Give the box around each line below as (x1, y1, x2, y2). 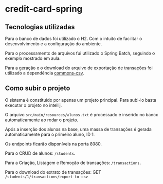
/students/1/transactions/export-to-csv (5, 174, 89, 179)
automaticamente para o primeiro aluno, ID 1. (5, 131, 95, 137)
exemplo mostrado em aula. (5, 55, 61, 61)
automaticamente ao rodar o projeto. (5, 117, 79, 123)
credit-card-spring (5, 3, 83, 15)
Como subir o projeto (5, 84, 71, 92)
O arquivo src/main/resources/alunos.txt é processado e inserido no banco (5, 111, 159, 117)
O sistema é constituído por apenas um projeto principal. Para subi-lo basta (5, 97, 157, 103)
